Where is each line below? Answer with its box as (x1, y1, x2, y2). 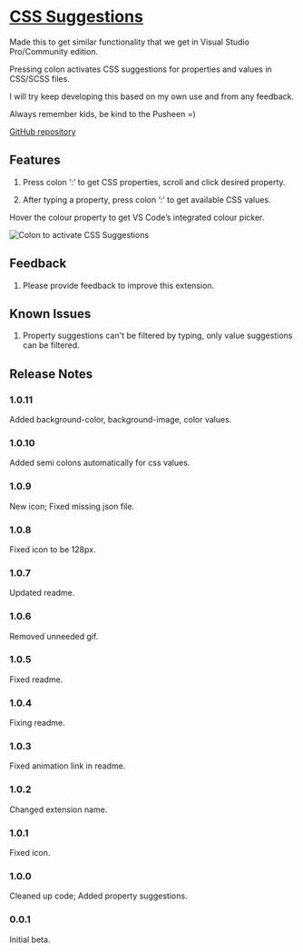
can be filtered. (22, 340, 80, 351)
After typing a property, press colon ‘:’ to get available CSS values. (22, 193, 271, 205)
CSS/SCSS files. (9, 73, 70, 84)
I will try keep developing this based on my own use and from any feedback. (9, 91, 295, 102)
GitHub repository (9, 125, 76, 137)
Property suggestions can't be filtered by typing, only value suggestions (22, 330, 293, 342)
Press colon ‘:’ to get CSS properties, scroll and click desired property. (22, 176, 286, 187)
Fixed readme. (9, 674, 64, 685)
